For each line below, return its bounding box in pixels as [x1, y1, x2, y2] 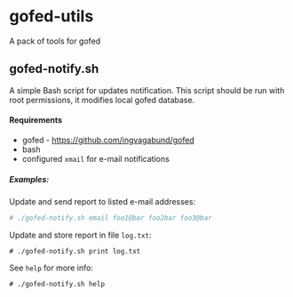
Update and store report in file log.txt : [9, 229, 152, 240]
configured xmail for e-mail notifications [21, 153, 170, 164]
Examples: [9, 173, 50, 184]
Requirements [9, 115, 63, 125]
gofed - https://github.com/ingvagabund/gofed [21, 134, 195, 145]
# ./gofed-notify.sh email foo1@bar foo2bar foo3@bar [9, 213, 213, 222]
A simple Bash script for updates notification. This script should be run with [9, 84, 285, 95]
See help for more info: [9, 262, 93, 273]
